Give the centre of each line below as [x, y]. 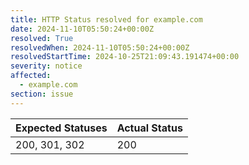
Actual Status [149, 128]
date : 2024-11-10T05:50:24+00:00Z [82, 29]
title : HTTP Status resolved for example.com [106, 19]
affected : [31, 76]
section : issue [42, 94]
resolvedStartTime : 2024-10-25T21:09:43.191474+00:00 [125, 57]
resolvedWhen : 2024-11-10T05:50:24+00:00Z [100, 47]
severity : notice [46, 66]
